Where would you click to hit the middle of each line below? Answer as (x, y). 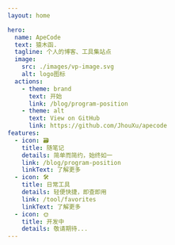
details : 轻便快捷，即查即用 (65, 192)
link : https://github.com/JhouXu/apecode (98, 126)
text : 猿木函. (36, 44)
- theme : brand (47, 89)
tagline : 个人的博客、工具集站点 (63, 52)
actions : (29, 81)
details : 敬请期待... (55, 229)
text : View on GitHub (64, 119)
